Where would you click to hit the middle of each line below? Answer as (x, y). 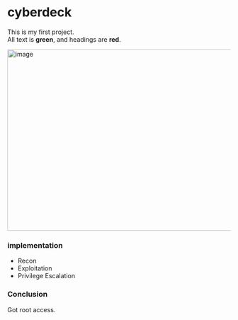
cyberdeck (40, 12)
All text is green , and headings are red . (64, 39)
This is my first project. (41, 32)
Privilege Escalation (46, 276)
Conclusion (28, 295)
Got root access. (32, 309)
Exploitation (35, 268)
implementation (35, 245)
